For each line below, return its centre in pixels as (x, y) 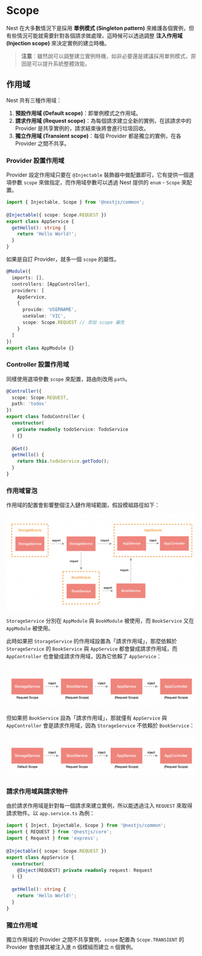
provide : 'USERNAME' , (50, 310)
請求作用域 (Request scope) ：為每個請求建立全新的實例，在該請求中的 (103, 120)
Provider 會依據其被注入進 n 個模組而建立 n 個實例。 (71, 947)
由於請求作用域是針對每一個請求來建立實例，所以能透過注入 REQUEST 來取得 (99, 806)
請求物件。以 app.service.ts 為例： (51, 813)
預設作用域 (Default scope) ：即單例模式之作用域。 (78, 113)
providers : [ (28, 290)
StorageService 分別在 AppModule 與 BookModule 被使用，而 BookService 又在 (100, 620)
